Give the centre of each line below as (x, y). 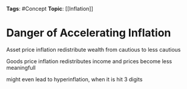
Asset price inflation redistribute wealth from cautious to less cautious (93, 49)
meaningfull (21, 67)
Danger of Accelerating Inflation (89, 33)
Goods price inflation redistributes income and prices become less (89, 61)
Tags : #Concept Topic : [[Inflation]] (50, 9)
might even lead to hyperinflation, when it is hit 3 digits (74, 79)
